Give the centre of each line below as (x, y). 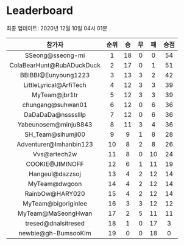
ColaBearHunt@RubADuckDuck (55, 65)
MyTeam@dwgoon (55, 184)
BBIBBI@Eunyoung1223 (55, 75)
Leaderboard (40, 11)
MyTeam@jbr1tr (55, 95)
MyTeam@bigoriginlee (55, 203)
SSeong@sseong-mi (55, 55)
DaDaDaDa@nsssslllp (55, 114)
